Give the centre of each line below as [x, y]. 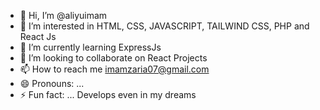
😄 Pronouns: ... [52, 83]
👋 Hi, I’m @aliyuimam [63, 15]
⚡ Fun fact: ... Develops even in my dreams [108, 94]
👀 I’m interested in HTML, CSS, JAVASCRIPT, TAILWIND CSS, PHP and [164, 26]
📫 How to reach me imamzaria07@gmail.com [114, 69]
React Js [38, 36]
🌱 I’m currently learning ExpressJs [90, 47]
